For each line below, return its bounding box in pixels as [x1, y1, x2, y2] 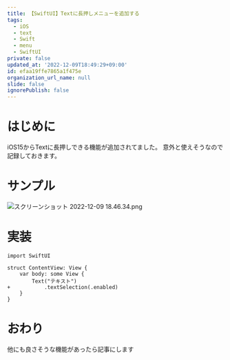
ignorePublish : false [7, 87, 70, 94]
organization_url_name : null [7, 74, 91, 81]
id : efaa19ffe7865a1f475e [7, 68, 81, 74]
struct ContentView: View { [7, 264, 88, 271]
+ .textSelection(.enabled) [7, 283, 118, 290]
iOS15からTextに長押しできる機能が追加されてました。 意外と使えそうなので [7, 143, 224, 152]
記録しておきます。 [7, 152, 61, 160]
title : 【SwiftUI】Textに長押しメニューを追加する [7, 10, 140, 17]
